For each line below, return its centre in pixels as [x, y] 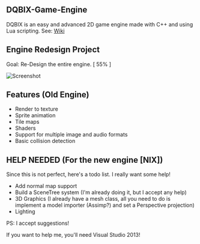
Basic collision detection [45, 141]
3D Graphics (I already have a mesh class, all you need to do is [93, 199]
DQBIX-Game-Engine [47, 10]
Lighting [25, 212]
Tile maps [27, 122]
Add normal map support [46, 186]
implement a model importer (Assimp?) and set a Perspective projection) [105, 205]
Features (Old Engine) [48, 95]
